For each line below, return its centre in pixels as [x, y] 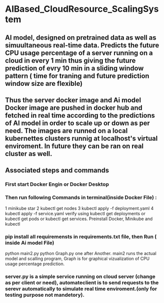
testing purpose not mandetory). [45, 295]
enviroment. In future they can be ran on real [74, 146]
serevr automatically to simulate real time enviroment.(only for [81, 289]
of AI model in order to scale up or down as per [78, 123]
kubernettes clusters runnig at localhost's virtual [82, 138]
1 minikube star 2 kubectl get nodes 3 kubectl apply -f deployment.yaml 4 [80, 208]
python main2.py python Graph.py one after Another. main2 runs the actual [81, 253]
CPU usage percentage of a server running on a [79, 53]
